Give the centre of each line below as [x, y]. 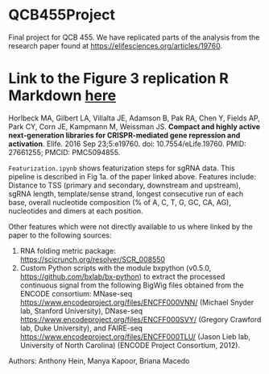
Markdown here [62, 96]
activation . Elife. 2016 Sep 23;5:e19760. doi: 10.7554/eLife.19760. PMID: [128, 144]
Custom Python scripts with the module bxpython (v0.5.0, [116, 267]
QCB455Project [62, 15]
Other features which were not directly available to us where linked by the [130, 226]
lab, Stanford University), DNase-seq [81, 311]
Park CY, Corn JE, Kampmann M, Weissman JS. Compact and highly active [134, 126]
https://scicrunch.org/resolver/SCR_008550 [93, 259]
